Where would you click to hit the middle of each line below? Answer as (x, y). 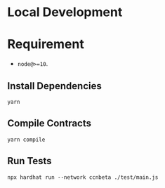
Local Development (65, 12)
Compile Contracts (49, 123)
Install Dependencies (54, 86)
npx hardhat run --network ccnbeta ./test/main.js (83, 177)
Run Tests (29, 161)
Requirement (46, 45)
